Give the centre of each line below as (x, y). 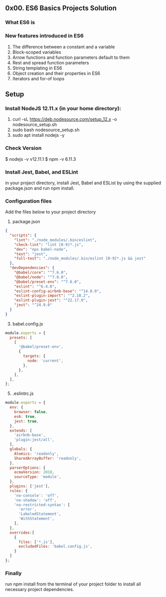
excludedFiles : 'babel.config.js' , (55, 547)
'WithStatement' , (36, 519)
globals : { (21, 449)
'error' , (27, 509)
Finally (13, 573)
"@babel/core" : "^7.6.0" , (41, 273)
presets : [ (21, 337)
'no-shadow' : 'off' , (35, 500)
